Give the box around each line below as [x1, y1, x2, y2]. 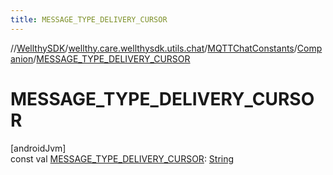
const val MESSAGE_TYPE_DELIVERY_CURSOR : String [10, 152, 235, 165]
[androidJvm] [10, 142, 67, 154]
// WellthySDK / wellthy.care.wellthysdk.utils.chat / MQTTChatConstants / [10, 42, 298, 54]
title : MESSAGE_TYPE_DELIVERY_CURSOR [10, 14, 168, 25]
